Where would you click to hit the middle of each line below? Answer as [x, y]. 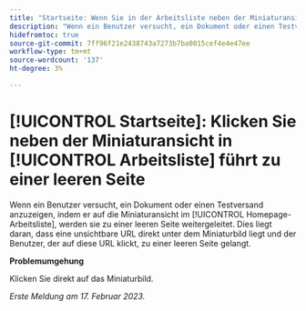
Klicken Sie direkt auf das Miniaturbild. [82, 278]
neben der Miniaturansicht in [121, 141]
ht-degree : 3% [36, 69]
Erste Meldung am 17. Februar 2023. [77, 296]
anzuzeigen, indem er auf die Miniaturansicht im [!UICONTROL [127, 214]
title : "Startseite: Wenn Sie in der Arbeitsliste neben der [128, 18]
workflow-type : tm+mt [51, 52]
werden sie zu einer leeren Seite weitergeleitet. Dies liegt [165, 224]
